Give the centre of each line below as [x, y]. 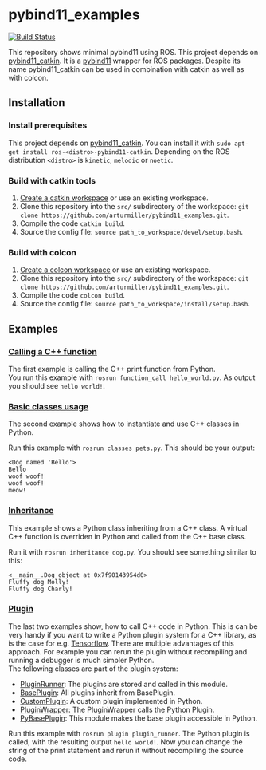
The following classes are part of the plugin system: [93, 669]
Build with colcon [43, 252]
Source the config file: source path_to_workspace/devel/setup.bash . [131, 231]
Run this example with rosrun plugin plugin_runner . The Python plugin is [129, 733]
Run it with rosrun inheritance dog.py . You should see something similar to [132, 551]
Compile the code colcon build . [72, 295]
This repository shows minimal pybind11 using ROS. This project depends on [133, 52]
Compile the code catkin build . [72, 223]
